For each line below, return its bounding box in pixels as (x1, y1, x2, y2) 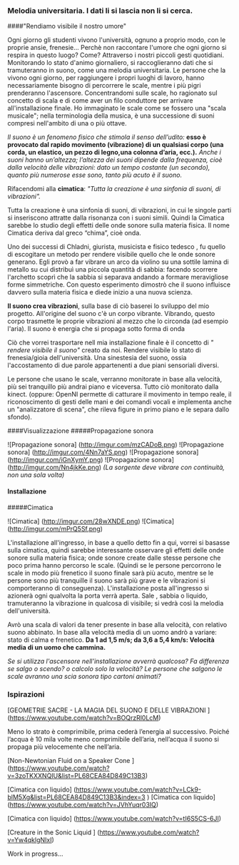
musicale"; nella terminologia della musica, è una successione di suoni (7, 111, 215, 120)
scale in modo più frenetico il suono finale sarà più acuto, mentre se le (7, 568, 214, 577)
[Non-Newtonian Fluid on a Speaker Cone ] (7, 756, 135, 764)
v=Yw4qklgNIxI (7, 835, 52, 844)
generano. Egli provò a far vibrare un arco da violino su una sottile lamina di (7, 257, 230, 266)
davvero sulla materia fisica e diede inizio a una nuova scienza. (7, 288, 193, 297)
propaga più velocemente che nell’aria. (7, 742, 122, 751)
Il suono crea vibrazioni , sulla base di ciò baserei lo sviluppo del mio (7, 302, 210, 310)
